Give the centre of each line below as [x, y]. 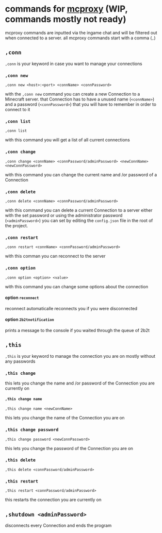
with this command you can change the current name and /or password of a [81, 175]
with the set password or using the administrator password [64, 215]
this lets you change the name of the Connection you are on [65, 418]
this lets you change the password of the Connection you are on [69, 448]
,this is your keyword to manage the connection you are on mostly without [80, 356]
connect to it [18, 110]
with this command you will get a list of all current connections [67, 140]
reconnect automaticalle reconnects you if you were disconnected [71, 308]
